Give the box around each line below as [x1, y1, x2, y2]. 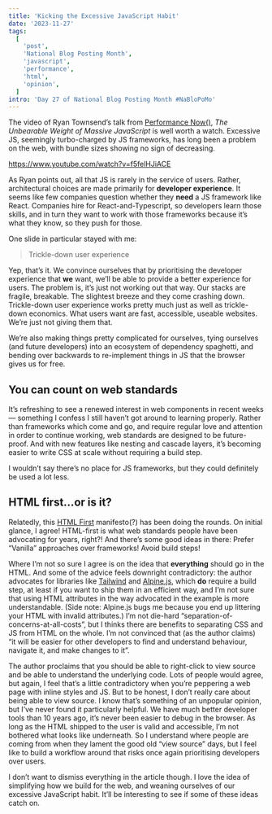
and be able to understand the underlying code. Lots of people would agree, [8, 669, 264, 680]
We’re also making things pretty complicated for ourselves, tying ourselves [8, 333, 259, 343]
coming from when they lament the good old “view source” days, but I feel [8, 738, 257, 749]
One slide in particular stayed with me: [8, 234, 137, 244]
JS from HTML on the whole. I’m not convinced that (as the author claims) [8, 628, 256, 637]
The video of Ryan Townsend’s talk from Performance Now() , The [8, 117, 228, 127]
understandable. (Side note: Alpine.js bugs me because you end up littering [8, 602, 261, 611]
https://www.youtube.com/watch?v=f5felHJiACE [8, 160, 171, 169]
